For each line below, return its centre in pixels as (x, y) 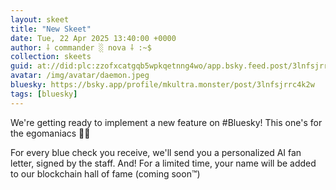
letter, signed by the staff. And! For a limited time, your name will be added (163, 163)
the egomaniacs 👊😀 (50, 133)
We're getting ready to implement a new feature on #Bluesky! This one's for (166, 122)
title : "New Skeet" (51, 29)
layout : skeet (40, 19)
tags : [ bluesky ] (44, 94)
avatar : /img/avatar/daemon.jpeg (80, 76)
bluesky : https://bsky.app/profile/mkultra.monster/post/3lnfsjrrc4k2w (162, 85)
